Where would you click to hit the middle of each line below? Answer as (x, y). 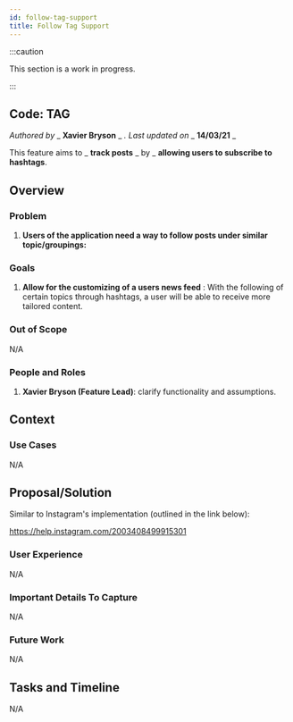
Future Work (37, 640)
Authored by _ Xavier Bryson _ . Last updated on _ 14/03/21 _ (123, 136)
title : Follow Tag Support (59, 26)
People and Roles (48, 372)
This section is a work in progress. (72, 69)
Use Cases (33, 445)
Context (32, 420)
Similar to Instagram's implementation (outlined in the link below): (130, 514)
